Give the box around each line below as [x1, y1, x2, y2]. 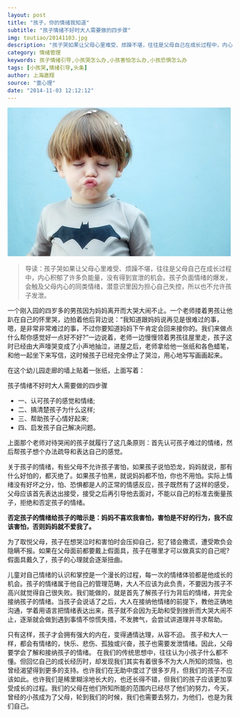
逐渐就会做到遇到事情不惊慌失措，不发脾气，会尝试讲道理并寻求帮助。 [19, 615, 226, 624]
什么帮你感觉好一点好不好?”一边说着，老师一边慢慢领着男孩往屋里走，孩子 [7, 333, 226, 342]
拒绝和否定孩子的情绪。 [19, 498, 89, 507]
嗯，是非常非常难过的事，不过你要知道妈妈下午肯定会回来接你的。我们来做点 [7, 324, 233, 333]
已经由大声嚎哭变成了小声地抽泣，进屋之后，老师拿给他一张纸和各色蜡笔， [13, 342, 233, 351]
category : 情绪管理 [7, 49, 61, 56]
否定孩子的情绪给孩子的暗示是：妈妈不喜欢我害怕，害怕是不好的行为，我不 [7, 513, 226, 522]
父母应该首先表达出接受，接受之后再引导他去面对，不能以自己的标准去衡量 [7, 489, 226, 498]
